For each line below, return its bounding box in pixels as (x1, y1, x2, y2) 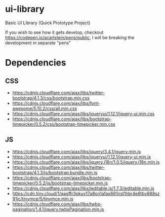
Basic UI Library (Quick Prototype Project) (5, 20, 90, 26)
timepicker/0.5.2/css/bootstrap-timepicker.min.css (12, 121, 116, 127)
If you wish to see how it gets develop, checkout (5, 29, 104, 35)
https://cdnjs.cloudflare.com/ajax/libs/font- (12, 100, 100, 106)
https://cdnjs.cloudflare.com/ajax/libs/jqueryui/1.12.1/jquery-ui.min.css (12, 110, 155, 116)
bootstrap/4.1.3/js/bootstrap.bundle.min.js (12, 169, 98, 176)
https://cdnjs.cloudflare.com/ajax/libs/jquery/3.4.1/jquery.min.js (12, 148, 141, 154)
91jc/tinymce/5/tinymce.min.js (12, 196, 74, 202)
